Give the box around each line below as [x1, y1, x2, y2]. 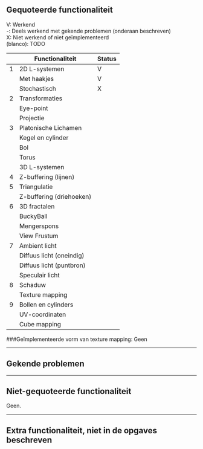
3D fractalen [19, 202, 55, 210]
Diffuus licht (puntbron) [19, 261, 86, 270]
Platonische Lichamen [19, 123, 82, 132]
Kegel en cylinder [19, 133, 69, 141]
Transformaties [19, 94, 62, 102]
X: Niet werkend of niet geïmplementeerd [6, 33, 109, 41]
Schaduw [19, 280, 47, 289]
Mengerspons [19, 222, 59, 230]
